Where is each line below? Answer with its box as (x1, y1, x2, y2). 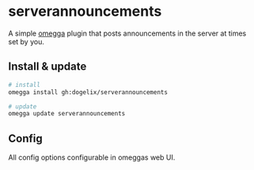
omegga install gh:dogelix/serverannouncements (8, 88, 169, 96)
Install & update (8, 60, 87, 74)
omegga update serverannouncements (8, 110, 126, 118)
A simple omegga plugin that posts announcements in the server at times (8, 28, 247, 38)
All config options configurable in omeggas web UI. (8, 153, 176, 162)
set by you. (8, 36, 45, 46)
